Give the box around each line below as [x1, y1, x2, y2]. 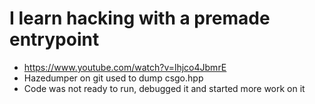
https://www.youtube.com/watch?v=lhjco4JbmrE [23, 61, 227, 73]
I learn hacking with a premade [9, 7, 271, 30]
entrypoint [9, 28, 100, 51]
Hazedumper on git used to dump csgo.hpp [23, 72, 204, 84]
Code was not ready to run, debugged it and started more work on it [23, 82, 306, 94]
